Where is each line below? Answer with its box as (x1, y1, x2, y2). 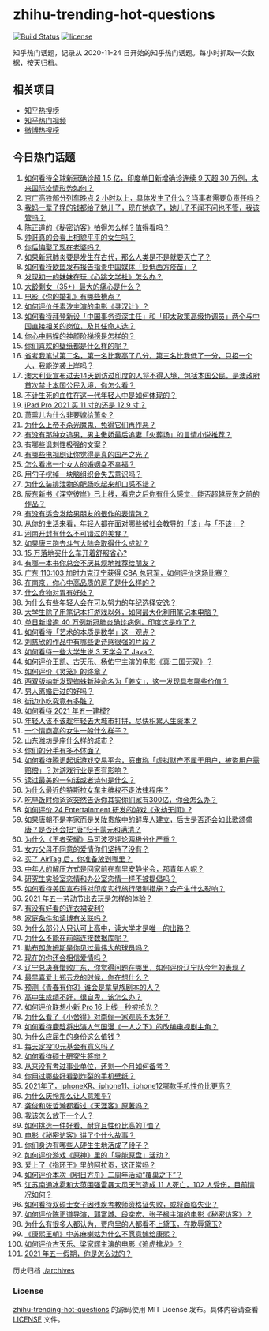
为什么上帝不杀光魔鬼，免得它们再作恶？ (24, 420, 156, 429)
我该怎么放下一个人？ (24, 1111, 94, 1120)
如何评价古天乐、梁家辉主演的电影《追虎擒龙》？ (24, 1239, 184, 1248)
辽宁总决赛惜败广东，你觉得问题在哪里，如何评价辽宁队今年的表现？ (24, 962, 246, 972)
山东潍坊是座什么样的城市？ (24, 736, 115, 745)
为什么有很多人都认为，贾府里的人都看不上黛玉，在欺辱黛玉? (24, 1219, 222, 1228)
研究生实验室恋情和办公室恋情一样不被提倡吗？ (24, 874, 177, 883)
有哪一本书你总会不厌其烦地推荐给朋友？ (24, 558, 156, 568)
